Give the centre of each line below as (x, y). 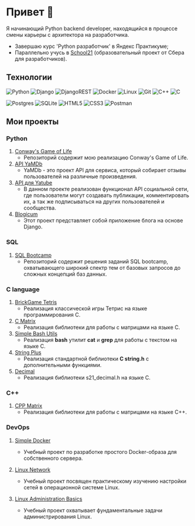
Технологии (29, 77)
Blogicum (26, 214)
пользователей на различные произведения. (80, 176)
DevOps (18, 427)
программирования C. (52, 315)
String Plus (28, 353)
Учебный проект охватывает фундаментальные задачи (93, 510)
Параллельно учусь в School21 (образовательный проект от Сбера (99, 52)
